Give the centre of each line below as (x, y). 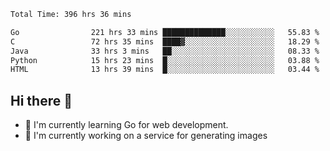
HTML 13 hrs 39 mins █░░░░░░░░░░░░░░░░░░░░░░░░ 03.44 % (165, 70)
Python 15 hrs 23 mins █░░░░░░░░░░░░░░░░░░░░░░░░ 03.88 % (165, 60)
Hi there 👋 (41, 100)
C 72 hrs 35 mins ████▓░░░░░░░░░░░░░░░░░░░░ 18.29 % (165, 41)
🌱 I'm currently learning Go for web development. (126, 125)
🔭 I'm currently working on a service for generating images (146, 136)
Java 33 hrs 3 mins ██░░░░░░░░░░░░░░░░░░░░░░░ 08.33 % (165, 51)
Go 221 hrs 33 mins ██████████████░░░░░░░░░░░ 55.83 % (165, 32)
